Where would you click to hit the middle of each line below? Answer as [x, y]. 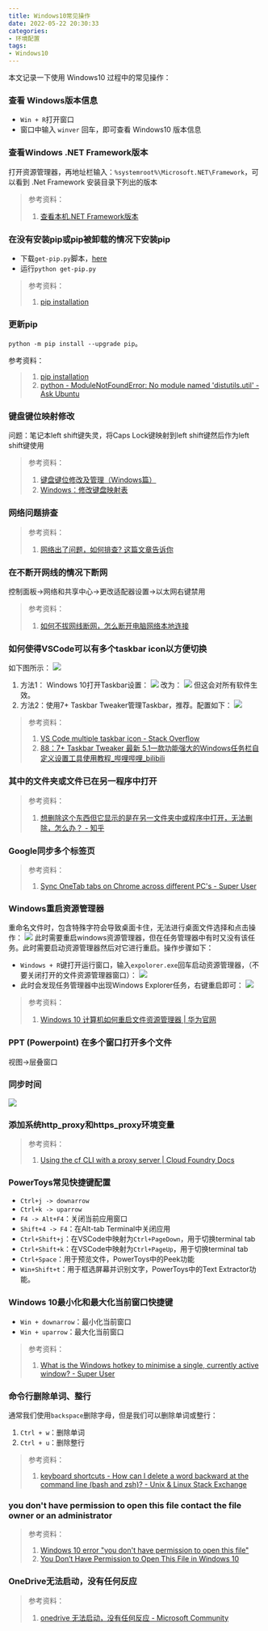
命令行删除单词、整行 [50, 1396]
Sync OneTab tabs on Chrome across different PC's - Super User [148, 885]
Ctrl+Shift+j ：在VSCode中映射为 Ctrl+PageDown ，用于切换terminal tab [138, 1239]
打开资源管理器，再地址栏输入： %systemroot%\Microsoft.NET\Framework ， [130, 171]
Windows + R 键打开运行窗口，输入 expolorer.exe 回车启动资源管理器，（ [136, 965]
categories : [28, 31]
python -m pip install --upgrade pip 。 [75, 344]
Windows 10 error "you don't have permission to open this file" [144, 1550]
